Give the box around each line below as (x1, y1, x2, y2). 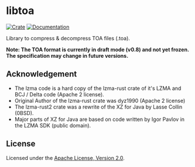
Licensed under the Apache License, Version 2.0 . (6, 154, 125, 161)
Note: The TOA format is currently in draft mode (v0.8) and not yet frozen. (6, 46, 189, 53)
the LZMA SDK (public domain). (14, 121, 91, 129)
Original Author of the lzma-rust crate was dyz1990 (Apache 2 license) (14, 97, 186, 104)
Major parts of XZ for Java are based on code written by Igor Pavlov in (14, 116, 185, 123)
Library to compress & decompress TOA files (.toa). (6, 34, 131, 41)
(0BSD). (14, 109, 34, 116)
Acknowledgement (6, 69, 77, 79)
